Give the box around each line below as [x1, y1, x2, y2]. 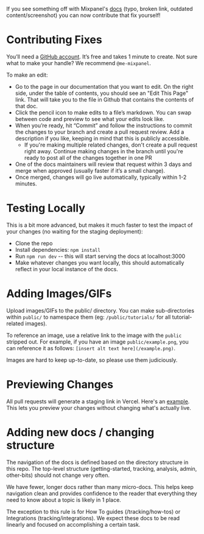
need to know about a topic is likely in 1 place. [6, 496, 122, 504]
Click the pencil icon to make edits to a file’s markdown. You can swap [15, 109, 192, 116]
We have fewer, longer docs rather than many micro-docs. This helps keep [6, 483, 194, 490]
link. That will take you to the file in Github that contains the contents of [15, 95, 194, 103]
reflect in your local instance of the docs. [15, 265, 119, 272]
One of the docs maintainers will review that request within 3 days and [15, 161, 192, 168]
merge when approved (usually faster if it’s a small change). [15, 167, 166, 174]
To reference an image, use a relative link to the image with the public [6, 331, 182, 339]
